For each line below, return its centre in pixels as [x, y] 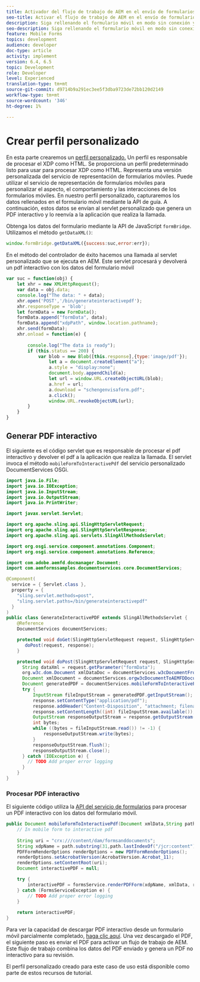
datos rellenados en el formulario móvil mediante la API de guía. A [87, 202]
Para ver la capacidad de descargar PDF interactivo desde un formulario [95, 929]
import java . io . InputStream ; [42, 492]
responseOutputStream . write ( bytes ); [89, 734]
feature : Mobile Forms [34, 34]
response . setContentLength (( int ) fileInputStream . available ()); [114, 712]
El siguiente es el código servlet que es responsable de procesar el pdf [93, 450]
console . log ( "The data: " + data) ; [61, 295]
